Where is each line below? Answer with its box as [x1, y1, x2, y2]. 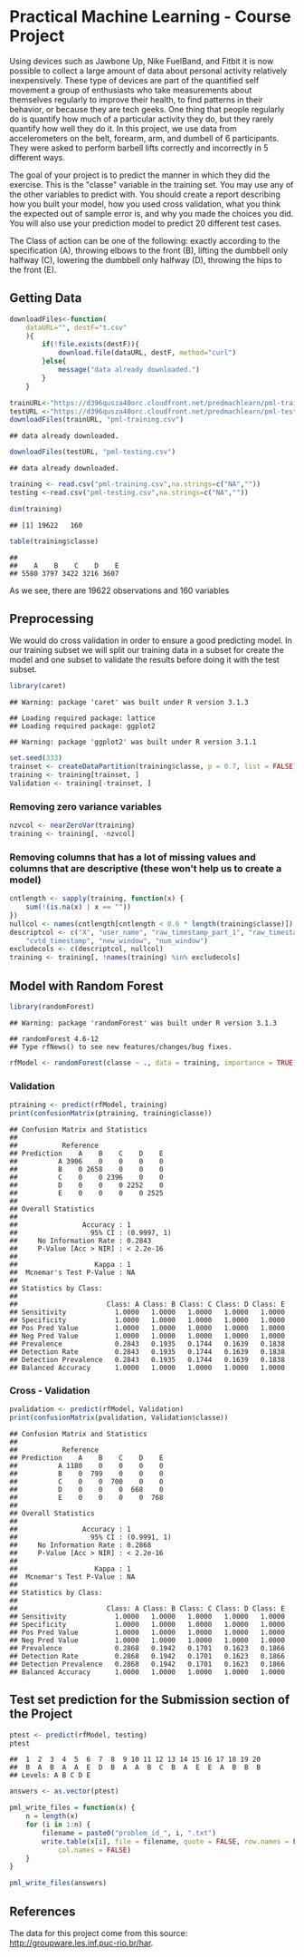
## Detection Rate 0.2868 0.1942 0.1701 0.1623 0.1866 [9, 1651, 285, 1660]
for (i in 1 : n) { [25, 1820, 91, 1829]
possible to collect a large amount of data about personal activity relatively [9, 65, 288, 76]
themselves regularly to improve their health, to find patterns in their [9, 93, 264, 105]
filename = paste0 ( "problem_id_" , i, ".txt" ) [42, 1828, 217, 1837]
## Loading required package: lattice [9, 714, 156, 723]
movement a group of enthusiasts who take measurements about [9, 84, 252, 95]
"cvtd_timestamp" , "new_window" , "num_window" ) [25, 936, 208, 945]
